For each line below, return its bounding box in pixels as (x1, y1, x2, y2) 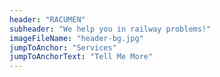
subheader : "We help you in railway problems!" (9, 24, 212, 34)
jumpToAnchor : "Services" (9, 42, 117, 53)
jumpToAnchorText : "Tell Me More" (9, 52, 154, 62)
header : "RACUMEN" (9, 14, 86, 25)
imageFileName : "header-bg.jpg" (9, 33, 144, 43)
